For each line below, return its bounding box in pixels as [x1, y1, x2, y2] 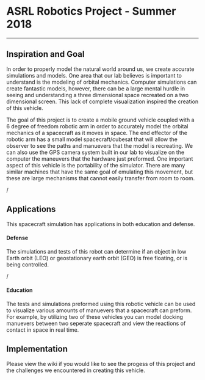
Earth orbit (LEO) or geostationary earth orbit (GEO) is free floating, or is [6, 254, 188, 261]
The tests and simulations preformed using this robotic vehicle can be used [6, 300, 196, 307]
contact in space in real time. [6, 326, 79, 334]
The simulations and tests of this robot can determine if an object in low [6, 247, 187, 255]
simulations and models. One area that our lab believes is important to [6, 71, 182, 79]
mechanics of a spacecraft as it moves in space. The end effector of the [6, 129, 188, 136]
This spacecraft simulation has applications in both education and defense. [6, 220, 195, 227]
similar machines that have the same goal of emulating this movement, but [6, 168, 193, 175]
